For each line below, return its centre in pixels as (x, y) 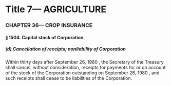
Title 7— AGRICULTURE (56, 9)
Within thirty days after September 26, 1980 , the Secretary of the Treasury (84, 62)
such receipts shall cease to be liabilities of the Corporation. (69, 78)
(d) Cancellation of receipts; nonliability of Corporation (65, 49)
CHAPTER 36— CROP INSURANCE (49, 25)
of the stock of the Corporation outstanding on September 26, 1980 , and (82, 73)
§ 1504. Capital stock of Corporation (44, 37)
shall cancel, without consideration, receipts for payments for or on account (85, 67)
